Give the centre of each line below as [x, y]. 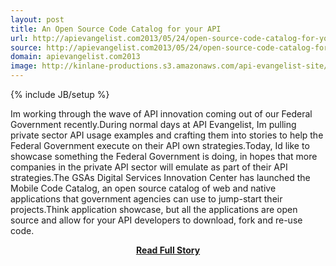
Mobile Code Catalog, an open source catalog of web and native [143, 188]
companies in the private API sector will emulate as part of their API [149, 167]
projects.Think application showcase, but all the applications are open [154, 209]
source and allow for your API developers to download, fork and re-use [156, 220]
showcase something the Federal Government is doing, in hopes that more [164, 156]
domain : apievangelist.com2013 [75, 57]
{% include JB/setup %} [60, 94]
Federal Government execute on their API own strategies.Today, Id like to [160, 145]
